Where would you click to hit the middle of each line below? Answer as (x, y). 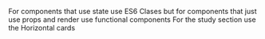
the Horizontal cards (42, 28)
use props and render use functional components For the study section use (132, 19)
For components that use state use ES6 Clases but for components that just (132, 11)
